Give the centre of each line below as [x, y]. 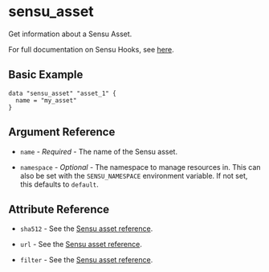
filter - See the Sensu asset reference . [86, 260]
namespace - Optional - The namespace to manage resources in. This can [140, 167]
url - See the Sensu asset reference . [81, 245]
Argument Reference [62, 132]
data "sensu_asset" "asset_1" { [62, 93]
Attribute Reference [59, 209]
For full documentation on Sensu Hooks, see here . [91, 49]
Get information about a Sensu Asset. [70, 34]
